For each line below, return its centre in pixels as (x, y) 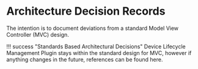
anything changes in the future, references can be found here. (85, 59)
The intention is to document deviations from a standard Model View (93, 28)
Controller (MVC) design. (38, 34)
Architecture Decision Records (86, 11)
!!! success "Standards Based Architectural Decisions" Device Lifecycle (96, 46)
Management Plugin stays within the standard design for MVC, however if (99, 53)
